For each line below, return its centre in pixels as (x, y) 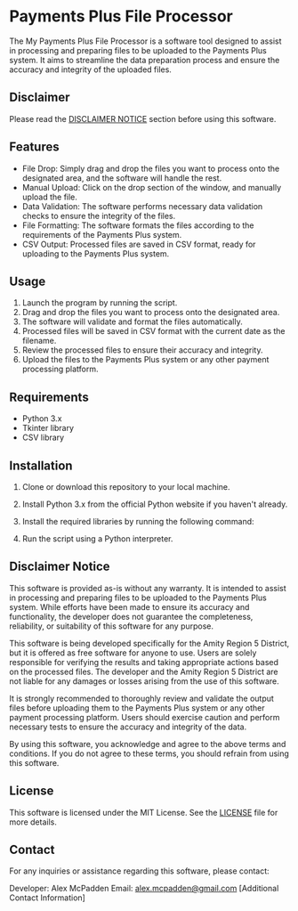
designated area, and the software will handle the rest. (122, 178)
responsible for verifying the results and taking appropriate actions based (144, 662)
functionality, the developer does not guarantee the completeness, (131, 616)
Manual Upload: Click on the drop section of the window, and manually (152, 187)
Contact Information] (48, 898)
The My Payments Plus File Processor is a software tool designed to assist (145, 41)
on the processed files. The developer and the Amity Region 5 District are (144, 671)
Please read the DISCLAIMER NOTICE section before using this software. (143, 118)
